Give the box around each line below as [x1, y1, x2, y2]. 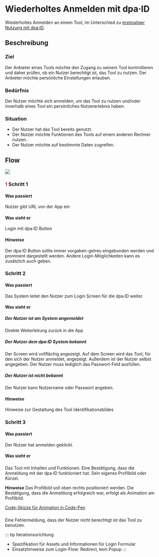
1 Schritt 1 [5, 181, 28, 187]
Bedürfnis [5, 87, 29, 93]
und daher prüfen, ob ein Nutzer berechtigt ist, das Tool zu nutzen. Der [5, 70, 147, 75]
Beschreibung [5, 39, 48, 47]
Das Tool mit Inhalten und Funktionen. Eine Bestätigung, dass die [5, 465, 135, 471]
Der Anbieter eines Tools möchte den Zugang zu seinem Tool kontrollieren [5, 64, 154, 70]
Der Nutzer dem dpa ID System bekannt [5, 338, 87, 344]
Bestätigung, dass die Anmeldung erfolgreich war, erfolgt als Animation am [5, 490, 155, 496]
